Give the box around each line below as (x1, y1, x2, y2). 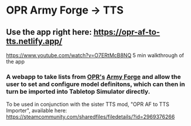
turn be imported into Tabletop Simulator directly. (6, 87, 150, 95)
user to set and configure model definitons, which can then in (6, 80, 185, 88)
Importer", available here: (6, 107, 68, 114)
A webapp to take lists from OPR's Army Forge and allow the (6, 72, 181, 81)
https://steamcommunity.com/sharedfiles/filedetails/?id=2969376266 (6, 113, 175, 121)
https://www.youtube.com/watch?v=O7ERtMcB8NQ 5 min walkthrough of (6, 52, 185, 59)
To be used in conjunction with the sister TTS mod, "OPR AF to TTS (6, 101, 169, 108)
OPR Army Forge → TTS (6, 4, 124, 17)
